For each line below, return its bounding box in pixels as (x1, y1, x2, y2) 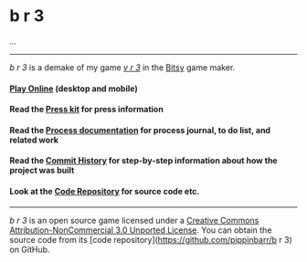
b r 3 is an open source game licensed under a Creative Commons (9, 215, 259, 225)
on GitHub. (9, 244, 50, 255)
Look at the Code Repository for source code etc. (9, 185, 200, 196)
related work (9, 134, 59, 145)
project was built (9, 165, 75, 176)
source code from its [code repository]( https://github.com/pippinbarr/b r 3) (9, 234, 292, 245)
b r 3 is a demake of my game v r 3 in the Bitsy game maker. (9, 61, 236, 73)
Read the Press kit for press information (9, 104, 164, 115)
